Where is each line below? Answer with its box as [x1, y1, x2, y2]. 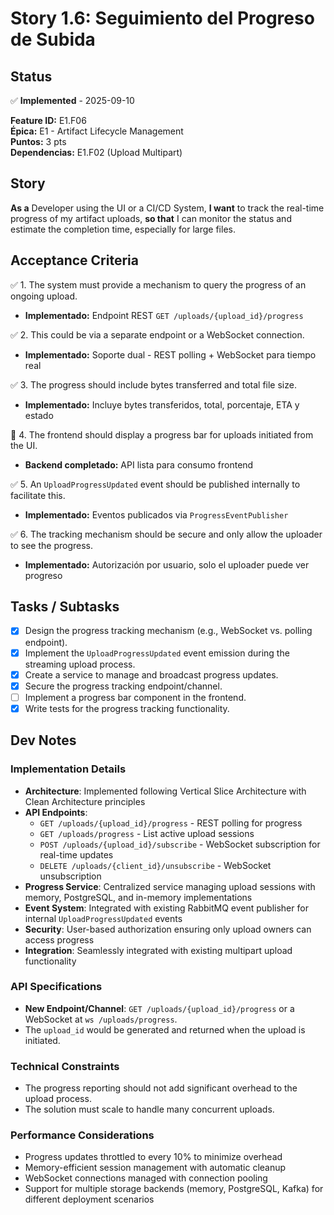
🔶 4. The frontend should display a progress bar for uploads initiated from [10, 428, 314, 441]
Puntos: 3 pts [10, 136, 67, 147]
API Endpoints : [24, 806, 88, 818]
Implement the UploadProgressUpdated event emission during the [24, 647, 290, 659]
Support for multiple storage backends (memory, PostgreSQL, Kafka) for [24, 1183, 324, 1195]
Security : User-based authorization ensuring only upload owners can [24, 923, 312, 935]
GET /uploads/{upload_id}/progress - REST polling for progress [39, 817, 303, 829]
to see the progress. [10, 539, 93, 551]
